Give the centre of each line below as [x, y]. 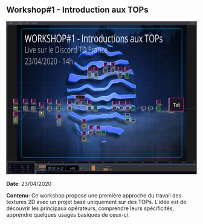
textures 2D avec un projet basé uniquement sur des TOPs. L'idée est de [96, 202]
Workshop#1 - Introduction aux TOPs [77, 10]
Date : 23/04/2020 [29, 184]
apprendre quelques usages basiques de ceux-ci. [68, 214]
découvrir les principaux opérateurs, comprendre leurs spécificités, [90, 208]
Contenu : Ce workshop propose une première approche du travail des [94, 195]
